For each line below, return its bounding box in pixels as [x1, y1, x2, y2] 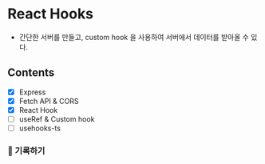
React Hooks [7, 5, 93, 23]
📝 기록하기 [7, 145, 45, 156]
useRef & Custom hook [18, 114, 95, 124]
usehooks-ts [18, 123, 61, 133]
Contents [7, 66, 55, 80]
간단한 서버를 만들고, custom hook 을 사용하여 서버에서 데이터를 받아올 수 [18, 32, 249, 42]
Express [18, 87, 46, 97]
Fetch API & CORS [18, 96, 79, 106]
